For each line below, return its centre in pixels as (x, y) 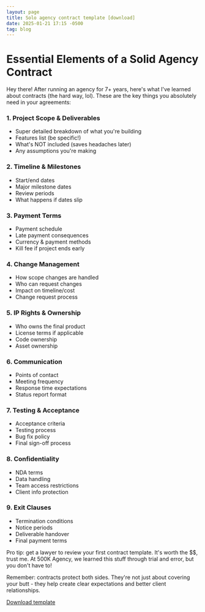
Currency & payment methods (53, 242)
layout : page (23, 12)
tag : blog (19, 29)
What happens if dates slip (49, 200)
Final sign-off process (43, 443)
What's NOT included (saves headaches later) (73, 144)
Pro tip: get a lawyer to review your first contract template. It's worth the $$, (102, 552)
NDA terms (29, 472)
